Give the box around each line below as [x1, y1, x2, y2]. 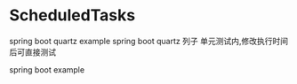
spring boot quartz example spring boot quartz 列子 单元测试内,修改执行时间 [9, 35, 289, 46]
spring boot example [9, 64, 85, 75]
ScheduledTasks [9, 5, 136, 26]
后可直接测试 [9, 46, 56, 57]
